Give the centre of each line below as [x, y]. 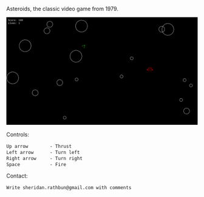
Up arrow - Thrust [39, 146]
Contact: [17, 176]
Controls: [18, 134]
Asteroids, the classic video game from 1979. [62, 9]
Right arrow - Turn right [45, 158]
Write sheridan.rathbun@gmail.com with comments [69, 187]
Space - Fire [36, 164]
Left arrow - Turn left [43, 152]
